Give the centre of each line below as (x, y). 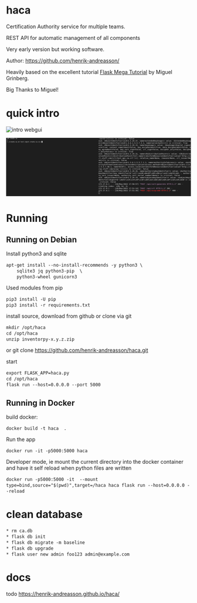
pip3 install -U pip (31, 299)
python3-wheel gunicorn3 (47, 277)
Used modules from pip (35, 288)
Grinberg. (18, 78)
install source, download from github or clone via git (69, 316)
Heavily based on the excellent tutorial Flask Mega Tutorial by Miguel (89, 72)
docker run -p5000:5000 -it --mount (52, 480)
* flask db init (26, 537)
